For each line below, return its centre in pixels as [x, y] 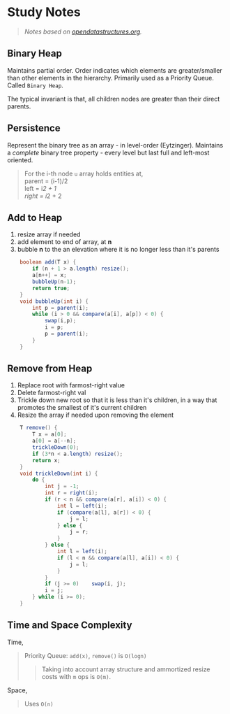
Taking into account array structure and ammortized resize [126, 669]
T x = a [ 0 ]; [50, 434]
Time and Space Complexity [70, 626]
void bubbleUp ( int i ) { [54, 301]
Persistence [34, 128]
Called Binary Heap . [36, 85]
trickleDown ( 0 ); [56, 448]
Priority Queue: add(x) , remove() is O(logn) [85, 655]
